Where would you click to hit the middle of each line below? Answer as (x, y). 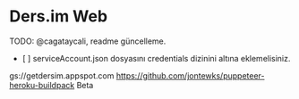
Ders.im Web (59, 16)
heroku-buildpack (42, 85)
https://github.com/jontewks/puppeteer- (190, 75)
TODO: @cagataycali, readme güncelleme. (88, 41)
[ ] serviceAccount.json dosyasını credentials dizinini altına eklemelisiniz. (156, 58)
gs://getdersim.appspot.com (62, 75)
